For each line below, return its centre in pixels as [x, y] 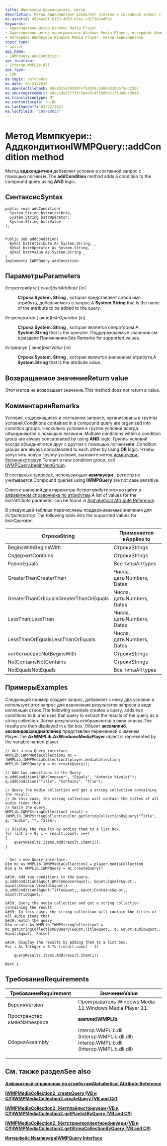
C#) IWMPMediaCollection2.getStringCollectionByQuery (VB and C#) [78, 1128]
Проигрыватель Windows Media [116, 1001]
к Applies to [136, 539]
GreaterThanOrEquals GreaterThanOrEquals [58, 599]
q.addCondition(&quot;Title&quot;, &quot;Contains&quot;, [66, 890]
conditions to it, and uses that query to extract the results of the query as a [82, 715]
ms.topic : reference [27, 79]
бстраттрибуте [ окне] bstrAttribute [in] [45, 288]
